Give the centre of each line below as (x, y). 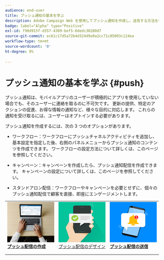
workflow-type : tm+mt (27, 42)
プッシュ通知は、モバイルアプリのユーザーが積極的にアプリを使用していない (82, 97)
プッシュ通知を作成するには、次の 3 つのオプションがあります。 (70, 126)
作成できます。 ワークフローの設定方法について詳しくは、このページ (90, 149)
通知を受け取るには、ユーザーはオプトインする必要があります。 (69, 116)
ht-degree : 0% (20, 51)
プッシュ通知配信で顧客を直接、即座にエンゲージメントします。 (76, 194)
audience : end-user (25, 10)
